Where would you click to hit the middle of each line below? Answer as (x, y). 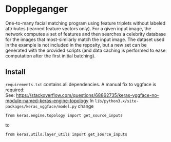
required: (15, 90)
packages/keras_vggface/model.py (41, 106)
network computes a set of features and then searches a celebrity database (85, 34)
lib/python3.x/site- (117, 101)
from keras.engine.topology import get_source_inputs (64, 115)
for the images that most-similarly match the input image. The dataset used (85, 39)
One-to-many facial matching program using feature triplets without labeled (85, 23)
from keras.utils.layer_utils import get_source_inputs (66, 134)
